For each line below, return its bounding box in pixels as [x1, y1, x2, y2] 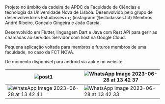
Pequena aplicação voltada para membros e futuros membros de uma [5, 44, 147, 50]
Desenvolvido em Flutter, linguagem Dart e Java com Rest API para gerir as [5, 29, 157, 35]
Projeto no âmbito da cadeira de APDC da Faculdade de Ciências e [5, 4, 140, 10]
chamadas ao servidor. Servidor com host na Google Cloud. [5, 34, 126, 40]
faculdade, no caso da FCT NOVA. [5, 49, 75, 55]
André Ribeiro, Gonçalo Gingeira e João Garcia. [5, 20, 101, 26]
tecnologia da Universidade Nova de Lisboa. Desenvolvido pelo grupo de [5, 9, 153, 15]
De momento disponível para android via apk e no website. [5, 59, 124, 64]
